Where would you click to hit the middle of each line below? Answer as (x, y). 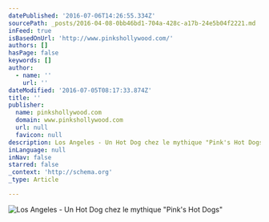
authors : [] (28, 46)
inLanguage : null (37, 150)
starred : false (34, 165)
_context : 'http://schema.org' (60, 172)
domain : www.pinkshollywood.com (70, 120)
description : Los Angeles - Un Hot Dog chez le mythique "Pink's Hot (127, 142)
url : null (32, 127)
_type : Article (34, 180)
